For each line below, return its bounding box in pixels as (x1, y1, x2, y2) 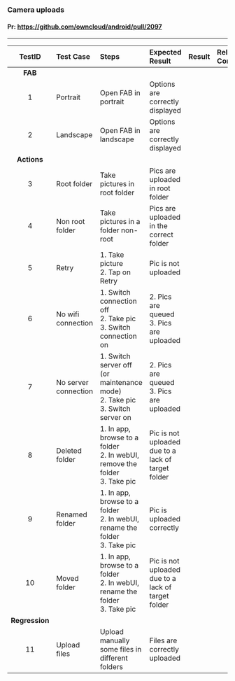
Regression (10, 616, 50, 626)
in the (149, 221, 168, 231)
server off (99, 360, 133, 370)
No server (55, 378, 89, 388)
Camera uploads (7, 5, 65, 15)
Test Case (55, 52, 91, 62)
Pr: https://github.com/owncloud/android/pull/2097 (7, 22, 162, 31)
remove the (99, 459, 138, 469)
